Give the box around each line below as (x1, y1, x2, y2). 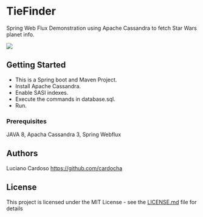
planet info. (6, 30, 35, 38)
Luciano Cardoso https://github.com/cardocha (6, 164, 123, 171)
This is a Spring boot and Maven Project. (15, 76, 117, 83)
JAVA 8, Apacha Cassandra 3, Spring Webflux (6, 131, 122, 138)
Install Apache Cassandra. (15, 82, 81, 89)
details (6, 205, 23, 212)
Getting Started (6, 60, 66, 71)
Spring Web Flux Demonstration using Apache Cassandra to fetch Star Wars (6, 24, 198, 32)
